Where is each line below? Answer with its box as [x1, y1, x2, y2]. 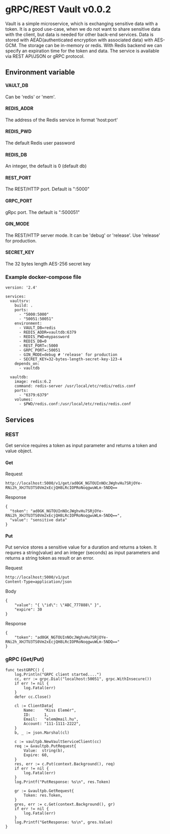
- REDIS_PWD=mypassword [18, 334, 70, 340]
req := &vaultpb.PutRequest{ [14, 743, 77, 749]
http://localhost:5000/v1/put [5, 575, 70, 580]
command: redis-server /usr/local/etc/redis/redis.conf [14, 384, 136, 389]
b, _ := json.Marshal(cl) [14, 730, 70, 735]
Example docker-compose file [5, 273, 82, 280]
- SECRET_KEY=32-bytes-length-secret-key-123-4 [18, 357, 123, 362]
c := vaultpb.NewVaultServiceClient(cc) [14, 739, 102, 744]
